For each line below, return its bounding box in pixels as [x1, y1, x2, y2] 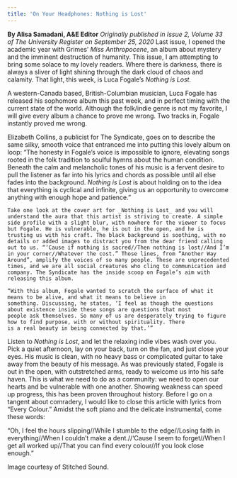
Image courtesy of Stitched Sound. [7, 462, 109, 471]
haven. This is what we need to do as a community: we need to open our [7, 374, 219, 383]
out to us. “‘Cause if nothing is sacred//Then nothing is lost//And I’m [7, 244, 230, 251]
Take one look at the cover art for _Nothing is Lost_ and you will [7, 206, 214, 213]
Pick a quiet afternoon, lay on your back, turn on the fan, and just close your [7, 345, 229, 353]
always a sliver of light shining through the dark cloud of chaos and [7, 67, 204, 76]
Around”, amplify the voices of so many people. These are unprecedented [7, 256, 230, 263]
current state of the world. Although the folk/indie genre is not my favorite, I [7, 104, 228, 112]
